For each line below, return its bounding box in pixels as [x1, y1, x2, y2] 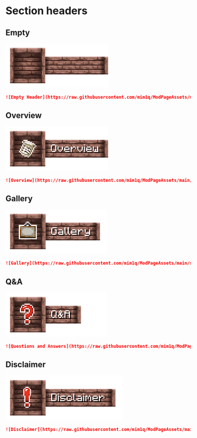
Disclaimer [5, 360, 46, 370]
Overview [5, 111, 42, 121]
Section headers [5, 4, 88, 18]
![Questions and [5, 343, 45, 350]
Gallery [5, 193, 33, 204]
